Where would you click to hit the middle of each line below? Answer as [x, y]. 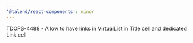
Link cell [16, 34]
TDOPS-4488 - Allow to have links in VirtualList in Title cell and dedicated [97, 28]
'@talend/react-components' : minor [50, 11]
